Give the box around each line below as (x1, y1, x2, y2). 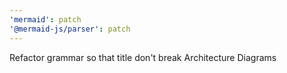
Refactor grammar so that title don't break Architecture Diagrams (9, 51, 277, 63)
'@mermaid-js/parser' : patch (9, 24, 131, 34)
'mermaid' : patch (9, 14, 82, 25)
